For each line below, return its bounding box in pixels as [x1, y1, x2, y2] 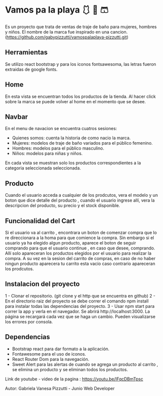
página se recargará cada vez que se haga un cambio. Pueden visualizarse [5, 313, 156, 320]
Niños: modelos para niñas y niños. [12, 151, 83, 156]
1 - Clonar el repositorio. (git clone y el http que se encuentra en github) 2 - [5, 293, 156, 299]
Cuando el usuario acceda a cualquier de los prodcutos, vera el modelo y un [5, 192, 158, 198]
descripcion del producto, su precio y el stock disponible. [5, 203, 120, 208]
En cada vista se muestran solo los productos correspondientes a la [5, 160, 141, 166]
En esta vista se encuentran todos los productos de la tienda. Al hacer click [5, 94, 156, 99]
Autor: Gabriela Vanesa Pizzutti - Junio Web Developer [5, 385, 115, 391]
